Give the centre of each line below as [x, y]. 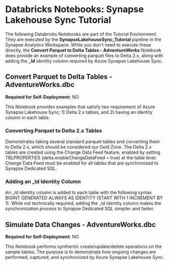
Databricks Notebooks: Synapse [74, 9]
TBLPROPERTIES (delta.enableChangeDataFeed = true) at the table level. [81, 158]
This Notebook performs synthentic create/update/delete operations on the [84, 247]
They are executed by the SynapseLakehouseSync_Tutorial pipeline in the [83, 39]
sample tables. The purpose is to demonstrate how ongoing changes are [81, 252]
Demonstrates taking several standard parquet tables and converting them [82, 142]
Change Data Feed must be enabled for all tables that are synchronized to [82, 163]
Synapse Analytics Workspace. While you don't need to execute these [78, 45]
